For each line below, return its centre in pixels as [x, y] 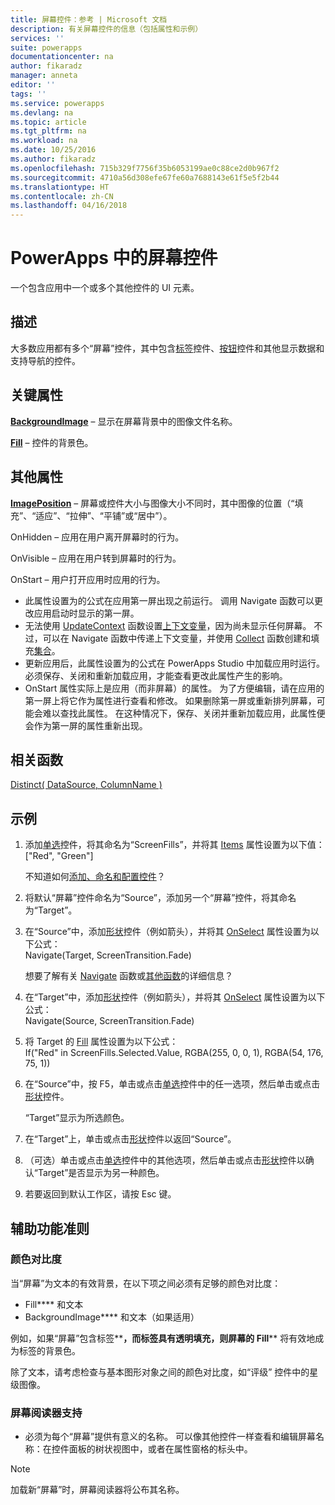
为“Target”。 [51, 910]
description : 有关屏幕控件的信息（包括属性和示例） [106, 29]
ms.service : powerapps [57, 103]
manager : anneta [44, 76]
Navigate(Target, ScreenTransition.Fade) [108, 955]
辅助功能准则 [50, 1228]
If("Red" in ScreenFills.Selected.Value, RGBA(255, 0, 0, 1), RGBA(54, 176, [174, 1053]
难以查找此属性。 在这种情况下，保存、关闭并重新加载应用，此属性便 [184, 713]
